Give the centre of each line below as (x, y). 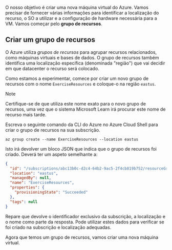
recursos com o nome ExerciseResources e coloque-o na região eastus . (81, 84)
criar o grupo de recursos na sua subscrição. (53, 130)
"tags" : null (24, 202)
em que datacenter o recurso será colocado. (52, 68)
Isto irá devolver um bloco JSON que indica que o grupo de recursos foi (81, 149)
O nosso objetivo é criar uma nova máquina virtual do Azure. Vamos (77, 7)
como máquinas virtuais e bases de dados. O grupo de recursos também (82, 57)
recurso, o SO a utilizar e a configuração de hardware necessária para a (81, 18)
